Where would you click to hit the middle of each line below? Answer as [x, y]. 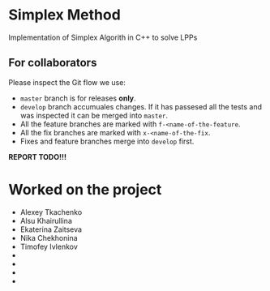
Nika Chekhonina [49, 238]
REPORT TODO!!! [38, 156]
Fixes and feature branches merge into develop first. [107, 141]
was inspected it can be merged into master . [94, 115]
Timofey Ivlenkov [49, 246]
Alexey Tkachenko [51, 212]
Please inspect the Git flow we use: [67, 82]
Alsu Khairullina [46, 220]
